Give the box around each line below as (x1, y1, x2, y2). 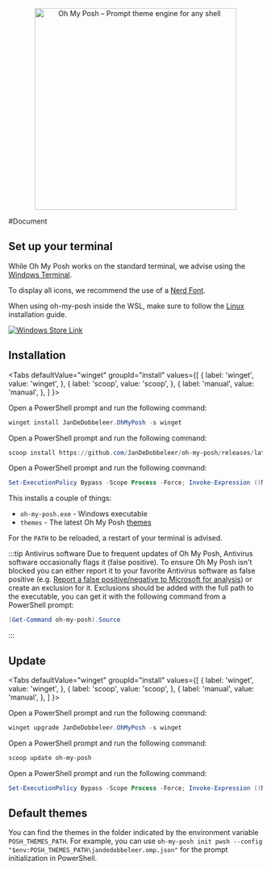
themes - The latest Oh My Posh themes (19, 517, 152, 528)
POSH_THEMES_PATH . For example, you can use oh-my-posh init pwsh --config (8, 836, 263, 846)
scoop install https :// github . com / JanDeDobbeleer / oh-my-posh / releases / (8, 449, 254, 457)
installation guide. (8, 309, 67, 319)
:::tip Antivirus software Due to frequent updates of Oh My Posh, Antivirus (8, 549, 253, 558)
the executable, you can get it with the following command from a (8, 591, 227, 601)
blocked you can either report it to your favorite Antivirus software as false (8, 566, 256, 576)
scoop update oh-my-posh (8, 754, 92, 762)
